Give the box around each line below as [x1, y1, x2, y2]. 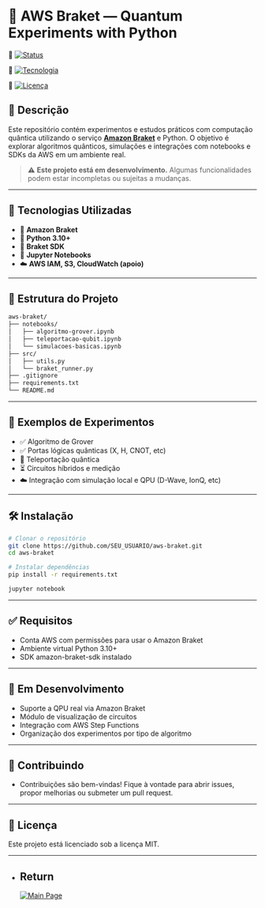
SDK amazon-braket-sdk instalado [19, 652, 132, 661]
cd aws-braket [8, 549, 55, 557]
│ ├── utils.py [8, 357, 65, 365]
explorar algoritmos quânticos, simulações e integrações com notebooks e [8, 141, 251, 151]
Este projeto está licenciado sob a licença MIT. [8, 839, 160, 849]
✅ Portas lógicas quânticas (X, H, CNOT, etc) [19, 446, 166, 455]
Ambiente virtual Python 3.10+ [19, 643, 118, 653]
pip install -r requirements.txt [8, 571, 118, 579]
